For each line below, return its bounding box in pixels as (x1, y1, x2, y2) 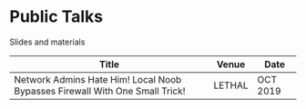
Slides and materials (9, 36, 86, 47)
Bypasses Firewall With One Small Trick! (14, 84, 186, 97)
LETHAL (213, 79, 249, 92)
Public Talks (9, 6, 103, 27)
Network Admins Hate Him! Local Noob (14, 73, 182, 85)
